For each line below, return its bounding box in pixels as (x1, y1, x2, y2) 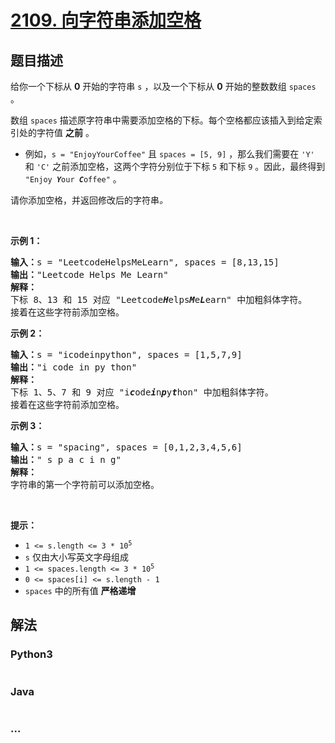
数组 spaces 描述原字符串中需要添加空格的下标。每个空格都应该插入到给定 (10, 114, 314, 126)
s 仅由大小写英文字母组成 (24, 551, 129, 563)
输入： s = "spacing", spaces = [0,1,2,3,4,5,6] (10, 442, 243, 453)
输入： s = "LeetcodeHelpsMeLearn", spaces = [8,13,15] (10, 257, 280, 268)
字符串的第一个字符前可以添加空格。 (10, 479, 160, 490)
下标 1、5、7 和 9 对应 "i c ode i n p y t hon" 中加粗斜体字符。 (10, 387, 274, 398)
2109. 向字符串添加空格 (10, 9, 202, 32)
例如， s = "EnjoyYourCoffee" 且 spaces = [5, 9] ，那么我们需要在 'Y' (24, 148, 315, 160)
